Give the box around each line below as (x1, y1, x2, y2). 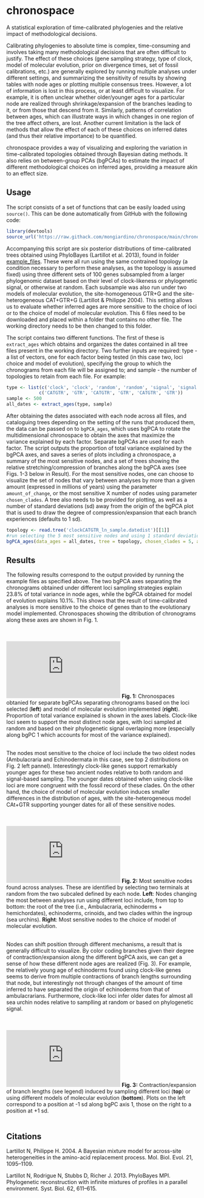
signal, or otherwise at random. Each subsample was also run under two (6, 283, 187, 291)
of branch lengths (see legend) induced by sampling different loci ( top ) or (6, 1088, 191, 1095)
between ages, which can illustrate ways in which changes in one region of (6, 113, 194, 120)
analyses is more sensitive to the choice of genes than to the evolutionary (6, 603, 191, 611)
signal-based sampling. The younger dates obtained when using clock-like (6, 775, 193, 783)
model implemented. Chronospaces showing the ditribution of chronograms (6, 610, 196, 617)
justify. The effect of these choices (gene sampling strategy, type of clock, (6, 55, 193, 62)
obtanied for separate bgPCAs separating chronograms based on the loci (6, 699, 190, 706)
